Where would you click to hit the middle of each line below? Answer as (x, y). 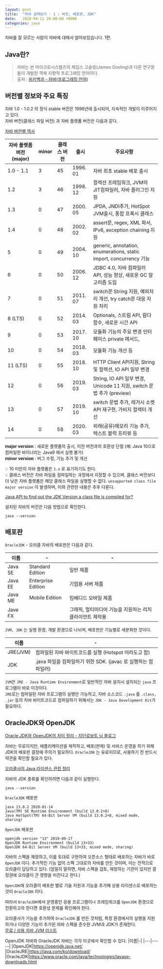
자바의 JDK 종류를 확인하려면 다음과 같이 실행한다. (53, 779)
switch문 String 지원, (116, 291)
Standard (39, 566)
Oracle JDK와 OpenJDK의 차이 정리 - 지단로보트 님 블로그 (61, 735)
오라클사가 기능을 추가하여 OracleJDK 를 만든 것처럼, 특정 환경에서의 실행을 (76, 918)
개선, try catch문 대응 (122, 298)
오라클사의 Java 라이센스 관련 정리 (38, 768)
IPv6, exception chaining (121, 230)
